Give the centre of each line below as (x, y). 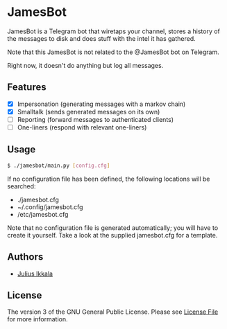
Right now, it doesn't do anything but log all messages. (85, 65)
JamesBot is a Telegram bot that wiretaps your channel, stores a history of (114, 31)
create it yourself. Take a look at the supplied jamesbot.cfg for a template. (112, 235)
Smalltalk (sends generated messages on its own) (89, 112)
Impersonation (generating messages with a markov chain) (101, 104)
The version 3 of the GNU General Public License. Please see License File (113, 312)
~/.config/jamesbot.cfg (50, 207)
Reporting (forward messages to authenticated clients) (95, 119)
